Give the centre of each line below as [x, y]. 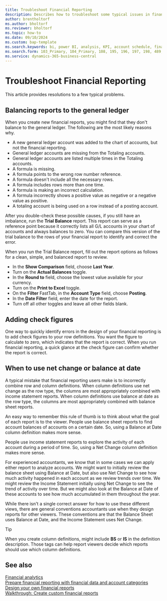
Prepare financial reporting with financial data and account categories [77, 582]
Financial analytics [24, 577]
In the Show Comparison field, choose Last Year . [63, 267]
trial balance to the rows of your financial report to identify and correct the [81, 237]
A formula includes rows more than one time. [58, 185]
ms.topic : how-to [23, 33]
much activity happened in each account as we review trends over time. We [83, 478]
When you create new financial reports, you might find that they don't [76, 122]
